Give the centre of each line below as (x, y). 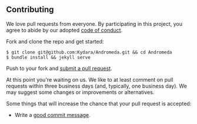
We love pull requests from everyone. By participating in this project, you (94, 24)
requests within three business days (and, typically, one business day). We (96, 86)
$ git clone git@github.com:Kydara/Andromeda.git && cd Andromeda (89, 52)
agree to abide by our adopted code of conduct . (64, 30)
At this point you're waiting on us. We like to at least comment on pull (90, 79)
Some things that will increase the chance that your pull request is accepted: (99, 103)
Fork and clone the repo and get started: (55, 41)
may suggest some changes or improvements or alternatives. (80, 92)
